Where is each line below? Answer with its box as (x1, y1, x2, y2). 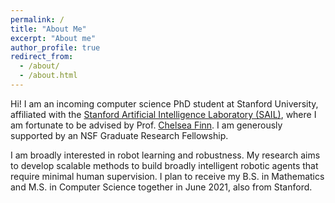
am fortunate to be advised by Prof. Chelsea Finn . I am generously (10, 119, 283, 131)
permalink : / (10, 14, 65, 25)
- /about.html (19, 71, 78, 81)
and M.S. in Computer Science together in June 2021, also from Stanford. (10, 181, 313, 193)
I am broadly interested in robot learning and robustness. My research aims (10, 149, 321, 161)
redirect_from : (10, 52, 74, 62)
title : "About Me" (10, 24, 87, 34)
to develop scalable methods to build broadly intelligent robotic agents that (10, 159, 319, 171)
